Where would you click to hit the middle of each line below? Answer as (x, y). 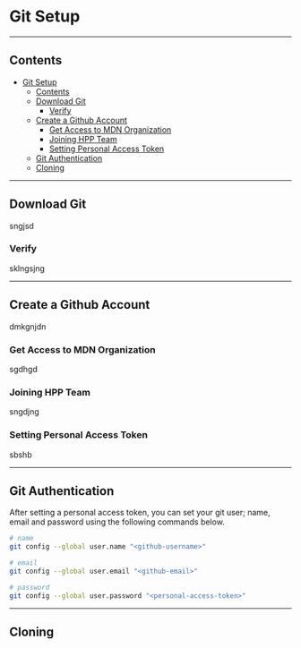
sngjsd (21, 226)
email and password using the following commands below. (117, 522)
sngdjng (25, 412)
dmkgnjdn (28, 326)
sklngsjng (27, 268)
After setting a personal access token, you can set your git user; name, (140, 513)
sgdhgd (23, 369)
